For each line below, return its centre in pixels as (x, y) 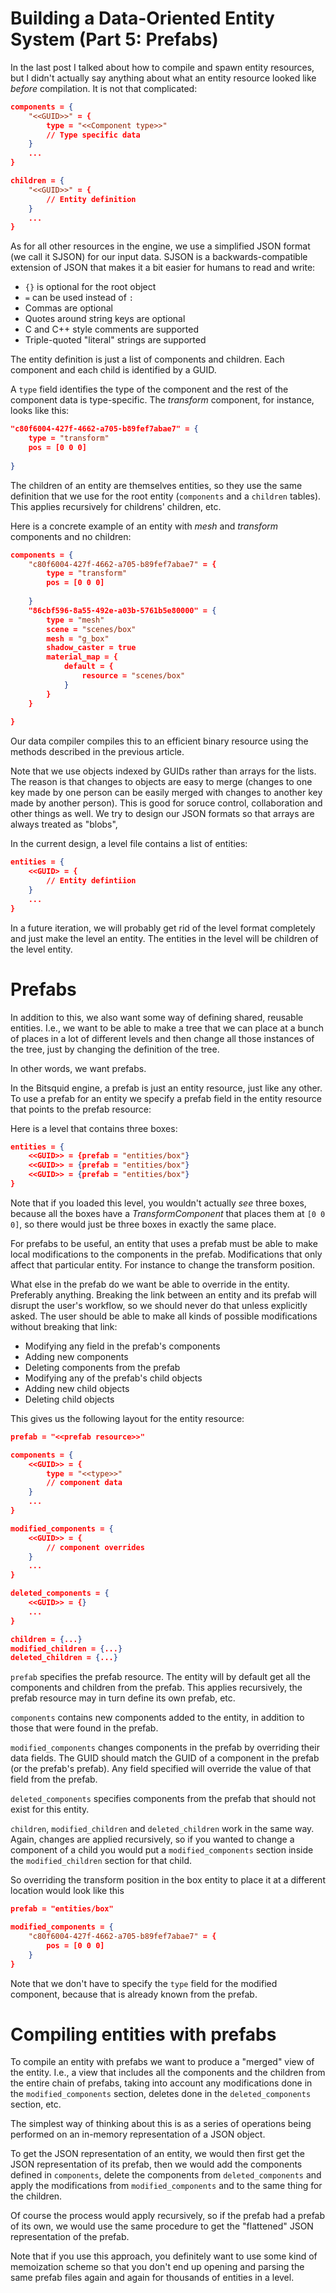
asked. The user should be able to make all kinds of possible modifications (164, 1316)
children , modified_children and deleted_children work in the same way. (162, 1829)
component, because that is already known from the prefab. (134, 1994)
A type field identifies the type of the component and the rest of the (149, 389)
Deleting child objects (69, 1399)
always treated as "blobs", (64, 824)
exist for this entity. (50, 1809)
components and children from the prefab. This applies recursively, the (156, 1688)
